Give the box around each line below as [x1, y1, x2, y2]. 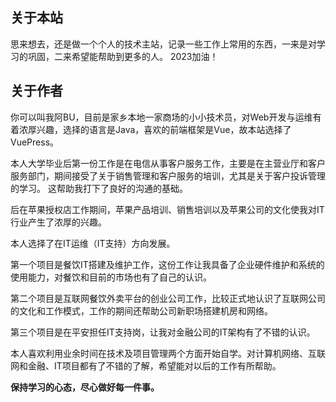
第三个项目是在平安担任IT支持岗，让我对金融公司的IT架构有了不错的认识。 [10, 326, 316, 338]
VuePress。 [10, 136, 60, 148]
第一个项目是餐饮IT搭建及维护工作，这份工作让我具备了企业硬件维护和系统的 [10, 258, 325, 270]
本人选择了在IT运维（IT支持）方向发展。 [10, 237, 176, 249]
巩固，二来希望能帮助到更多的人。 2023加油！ [27, 50, 219, 62]
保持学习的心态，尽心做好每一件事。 [10, 381, 160, 393]
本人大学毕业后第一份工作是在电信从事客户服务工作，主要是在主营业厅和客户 [10, 157, 326, 169]
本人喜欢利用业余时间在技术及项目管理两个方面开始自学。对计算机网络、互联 [10, 347, 326, 359]
